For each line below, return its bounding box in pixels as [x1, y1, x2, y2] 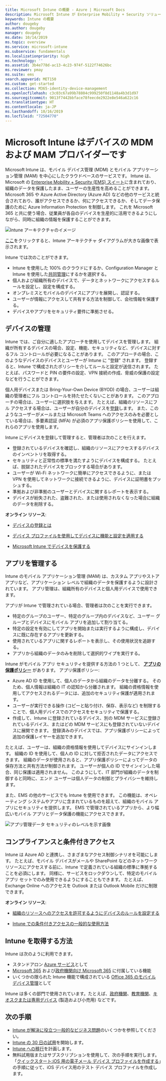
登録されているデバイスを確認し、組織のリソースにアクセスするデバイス [12, 445, 160, 451]
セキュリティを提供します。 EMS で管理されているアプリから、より [18, 805, 155, 811]
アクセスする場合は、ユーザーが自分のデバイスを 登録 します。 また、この [10, 405, 159, 411]
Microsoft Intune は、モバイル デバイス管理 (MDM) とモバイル [5, 166, 131, 172]
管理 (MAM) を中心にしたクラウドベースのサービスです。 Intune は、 [13, 173, 154, 179]
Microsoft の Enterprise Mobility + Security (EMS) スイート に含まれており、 [5, 179, 159, 185]
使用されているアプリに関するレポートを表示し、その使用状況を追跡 [12, 638, 152, 644]
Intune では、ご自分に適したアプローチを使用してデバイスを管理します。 [5, 338, 154, 344]
